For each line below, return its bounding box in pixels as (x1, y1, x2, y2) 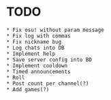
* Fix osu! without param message (6, 27, 105, 33)
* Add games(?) (6, 86, 50, 93)
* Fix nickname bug (6, 38, 62, 45)
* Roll (6, 74, 25, 81)
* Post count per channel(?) (6, 80, 89, 87)
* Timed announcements (6, 68, 71, 75)
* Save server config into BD (6, 56, 93, 63)
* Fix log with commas (6, 32, 71, 39)
